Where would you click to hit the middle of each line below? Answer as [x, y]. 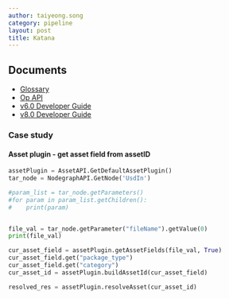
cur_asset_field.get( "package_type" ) [71, 258]
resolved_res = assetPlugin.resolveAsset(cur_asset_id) [103, 287]
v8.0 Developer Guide [55, 115]
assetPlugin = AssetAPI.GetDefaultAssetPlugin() [90, 171]
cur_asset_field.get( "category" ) [64, 266]
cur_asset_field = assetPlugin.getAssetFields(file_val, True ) [115, 250]
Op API [31, 98]
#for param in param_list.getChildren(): [78, 200]
